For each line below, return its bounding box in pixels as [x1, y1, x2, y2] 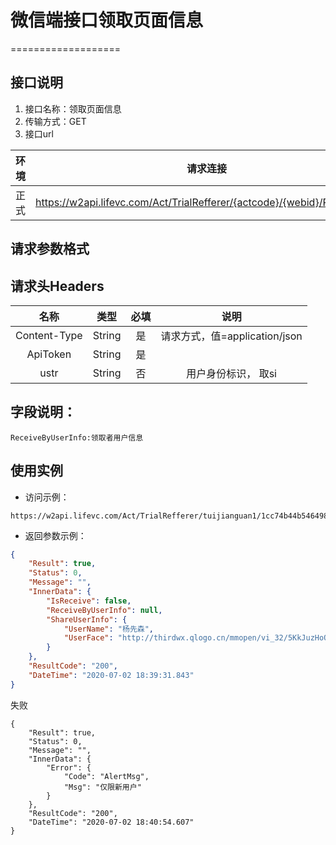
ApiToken [26, 347, 72, 361]
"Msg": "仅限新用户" [63, 782, 142, 792]
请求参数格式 [10, 241, 90, 258]
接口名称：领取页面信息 [24, 102, 122, 115]
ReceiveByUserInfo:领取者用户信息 [10, 432, 144, 443]
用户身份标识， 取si [186, 366, 277, 380]
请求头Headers [10, 277, 105, 295]
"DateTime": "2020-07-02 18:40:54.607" [28, 817, 195, 827]
